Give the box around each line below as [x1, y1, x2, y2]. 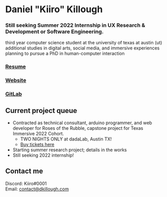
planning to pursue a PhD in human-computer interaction [5, 50, 125, 57]
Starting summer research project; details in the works [12, 147, 127, 153]
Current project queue [5, 106, 77, 115]
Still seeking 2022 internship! [12, 152, 74, 158]
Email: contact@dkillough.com [5, 186, 69, 192]
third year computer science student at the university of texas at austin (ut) [5, 40, 162, 46]
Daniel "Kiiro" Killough [5, 4, 103, 15]
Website [5, 77, 26, 84]
